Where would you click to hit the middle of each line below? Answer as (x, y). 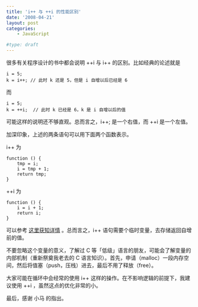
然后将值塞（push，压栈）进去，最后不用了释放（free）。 (87, 265)
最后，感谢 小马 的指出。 (36, 298)
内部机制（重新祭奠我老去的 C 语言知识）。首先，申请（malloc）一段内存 (95, 258)
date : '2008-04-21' (31, 17)
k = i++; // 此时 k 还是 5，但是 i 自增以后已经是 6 (67, 80)
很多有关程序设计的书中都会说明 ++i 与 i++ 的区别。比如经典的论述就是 (93, 63)
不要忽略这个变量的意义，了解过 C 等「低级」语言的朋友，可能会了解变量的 (99, 250)
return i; (29, 213)
